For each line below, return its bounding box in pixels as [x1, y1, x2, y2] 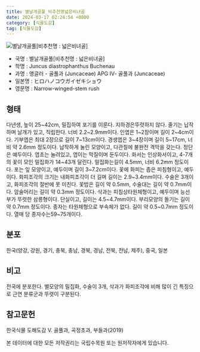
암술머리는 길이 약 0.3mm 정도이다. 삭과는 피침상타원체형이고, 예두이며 [14, 189, 179, 196]
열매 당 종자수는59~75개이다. [14, 211, 82, 218]
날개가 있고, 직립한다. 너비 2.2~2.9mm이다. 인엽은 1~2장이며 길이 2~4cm [17, 129, 189, 136]
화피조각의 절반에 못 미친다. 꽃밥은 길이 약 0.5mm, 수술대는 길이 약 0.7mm [14, 181, 187, 188]
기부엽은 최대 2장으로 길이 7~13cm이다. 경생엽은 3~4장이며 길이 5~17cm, [14, 136, 187, 143]
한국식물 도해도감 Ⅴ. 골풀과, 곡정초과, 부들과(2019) [6, 326, 124, 334]
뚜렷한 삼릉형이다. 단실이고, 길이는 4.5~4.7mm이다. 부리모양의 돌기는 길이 [17, 196, 190, 203]
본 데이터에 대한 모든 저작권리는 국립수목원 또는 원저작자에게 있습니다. [6, 339, 169, 346]
